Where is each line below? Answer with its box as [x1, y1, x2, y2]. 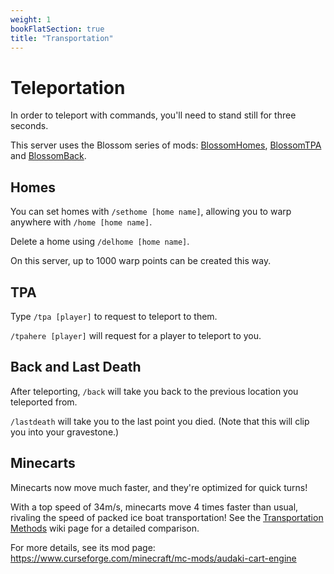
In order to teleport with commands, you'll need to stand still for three [10, 109, 297, 121]
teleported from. [10, 396, 78, 408]
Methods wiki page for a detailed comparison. [10, 522, 200, 534]
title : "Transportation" [10, 33, 114, 43]
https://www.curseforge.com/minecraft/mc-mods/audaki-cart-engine [10, 552, 297, 564]
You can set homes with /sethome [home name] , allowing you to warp [10, 206, 292, 218]
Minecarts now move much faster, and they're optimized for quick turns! [10, 481, 308, 493]
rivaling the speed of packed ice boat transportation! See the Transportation [10, 511, 324, 523]
